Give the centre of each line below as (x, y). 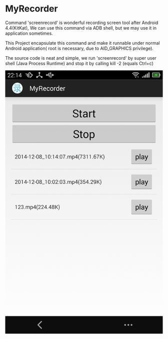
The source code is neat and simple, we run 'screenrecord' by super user (81, 58)
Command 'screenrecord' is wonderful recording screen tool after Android (82, 23)
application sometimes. (29, 33)
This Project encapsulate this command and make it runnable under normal (82, 43)
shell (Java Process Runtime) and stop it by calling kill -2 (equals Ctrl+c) (79, 63)
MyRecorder (32, 9)
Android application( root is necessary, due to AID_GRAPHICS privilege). (79, 48)
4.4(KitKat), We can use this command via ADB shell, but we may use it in (81, 28)
